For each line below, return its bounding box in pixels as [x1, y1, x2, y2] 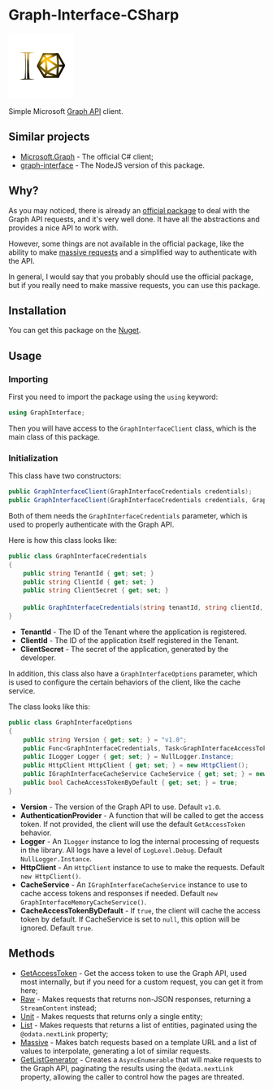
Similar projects [8, 130, 90, 144]
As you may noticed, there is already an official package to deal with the [8, 205, 250, 215]
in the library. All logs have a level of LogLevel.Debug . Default [19, 845, 223, 855]
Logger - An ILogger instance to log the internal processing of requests [19, 836, 260, 846]
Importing [8, 373, 49, 384]
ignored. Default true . [19, 922, 93, 933]
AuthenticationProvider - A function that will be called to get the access [19, 810, 264, 820]
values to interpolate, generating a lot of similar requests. [19, 1046, 212, 1056]
